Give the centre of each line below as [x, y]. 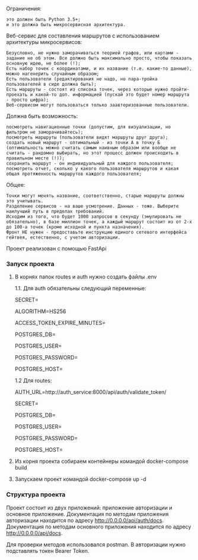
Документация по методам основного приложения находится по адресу [99, 527]
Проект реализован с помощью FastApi [56, 248]
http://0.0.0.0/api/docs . [34, 533]
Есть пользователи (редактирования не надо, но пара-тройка [82, 79]
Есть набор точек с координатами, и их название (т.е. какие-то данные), [99, 68]
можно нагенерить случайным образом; [53, 74]
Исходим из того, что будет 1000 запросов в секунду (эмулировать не [94, 217]
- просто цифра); [28, 100]
